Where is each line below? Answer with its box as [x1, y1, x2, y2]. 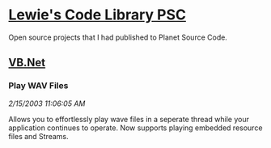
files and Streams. [8, 131, 69, 141]
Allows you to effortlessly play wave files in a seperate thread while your [8, 114, 249, 124]
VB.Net [8, 56, 46, 70]
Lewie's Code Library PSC [8, 6, 186, 24]
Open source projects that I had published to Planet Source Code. [8, 32, 228, 42]
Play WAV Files [8, 80, 69, 91]
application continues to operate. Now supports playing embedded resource [8, 123, 263, 133]
